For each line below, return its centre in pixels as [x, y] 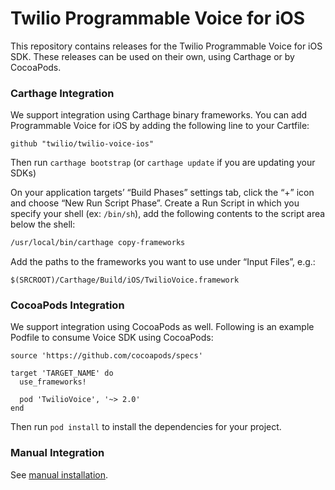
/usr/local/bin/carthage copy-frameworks [98, 243]
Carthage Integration [62, 93]
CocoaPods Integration [67, 305]
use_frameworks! [53, 382]
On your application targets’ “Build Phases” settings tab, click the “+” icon [162, 193]
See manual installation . [59, 474]
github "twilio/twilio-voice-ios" [82, 144]
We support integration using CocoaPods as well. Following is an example [162, 327]
